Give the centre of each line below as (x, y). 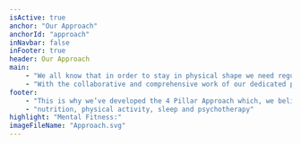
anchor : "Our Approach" (54, 26)
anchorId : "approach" (50, 34)
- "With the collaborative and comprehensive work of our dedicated (156, 84)
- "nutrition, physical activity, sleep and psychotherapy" (140, 109)
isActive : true (38, 17)
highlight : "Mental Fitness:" (66, 117)
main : (19, 68)
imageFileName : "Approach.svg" (68, 126)
